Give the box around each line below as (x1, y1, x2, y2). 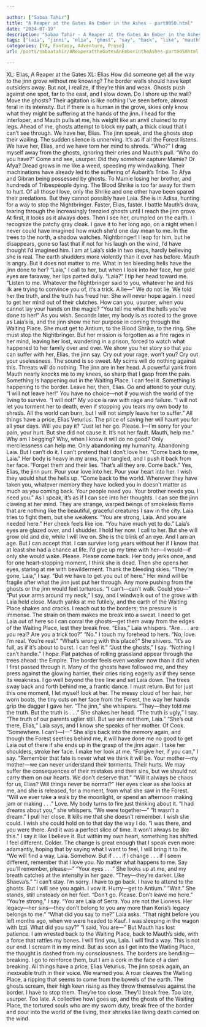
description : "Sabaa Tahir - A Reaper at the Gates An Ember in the (6, 31, 185, 37)
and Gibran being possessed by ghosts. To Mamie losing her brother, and (6, 175, 192, 182)
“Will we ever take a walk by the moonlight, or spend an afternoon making (6, 793, 193, 800)
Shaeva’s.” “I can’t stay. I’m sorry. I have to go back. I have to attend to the (6, 877, 194, 885)
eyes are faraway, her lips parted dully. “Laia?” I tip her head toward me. (6, 272, 188, 279)
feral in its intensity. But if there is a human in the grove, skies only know (6, 103, 189, 110)
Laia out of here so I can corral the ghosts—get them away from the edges (6, 617, 195, 625)
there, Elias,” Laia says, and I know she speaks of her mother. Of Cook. (6, 721, 185, 729)
